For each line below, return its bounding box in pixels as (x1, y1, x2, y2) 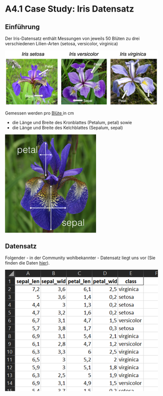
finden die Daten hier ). (5, 260, 50, 266)
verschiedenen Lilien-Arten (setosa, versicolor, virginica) (5, 41, 118, 47)
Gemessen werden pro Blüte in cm (5, 110, 74, 116)
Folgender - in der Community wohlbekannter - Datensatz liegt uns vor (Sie (5, 255, 156, 261)
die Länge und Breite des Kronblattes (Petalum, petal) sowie (12, 119, 132, 125)
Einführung (5, 23, 40, 31)
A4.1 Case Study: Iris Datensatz (5, 3, 134, 15)
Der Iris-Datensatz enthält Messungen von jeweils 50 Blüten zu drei (5, 35, 140, 41)
